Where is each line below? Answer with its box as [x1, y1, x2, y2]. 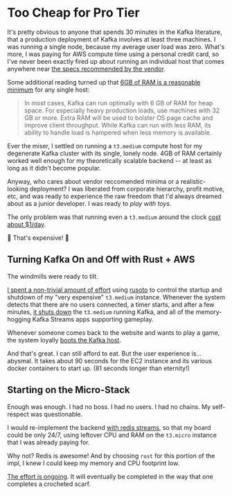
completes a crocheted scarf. [7, 480, 91, 488]
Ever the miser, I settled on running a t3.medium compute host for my [7, 141, 203, 150]
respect [7, 410, 29, 418]
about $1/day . [7, 220, 46, 228]
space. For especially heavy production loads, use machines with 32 [24, 106, 220, 114]
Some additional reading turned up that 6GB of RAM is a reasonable [7, 78, 201, 86]
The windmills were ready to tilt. [7, 272, 98, 280]
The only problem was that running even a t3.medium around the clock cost [7, 213, 221, 221]
